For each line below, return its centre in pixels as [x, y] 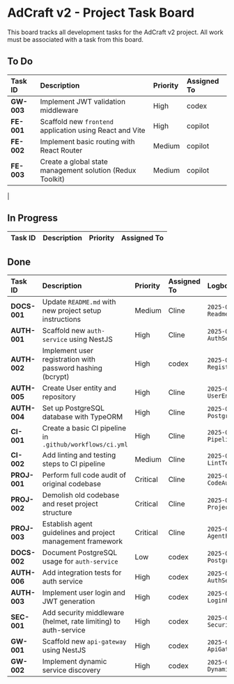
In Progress [32, 218]
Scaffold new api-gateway [84, 642]
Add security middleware [83, 613]
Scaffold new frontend [77, 121]
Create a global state [74, 162]
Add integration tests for [82, 573]
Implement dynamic [75, 662]
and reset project [70, 504]
